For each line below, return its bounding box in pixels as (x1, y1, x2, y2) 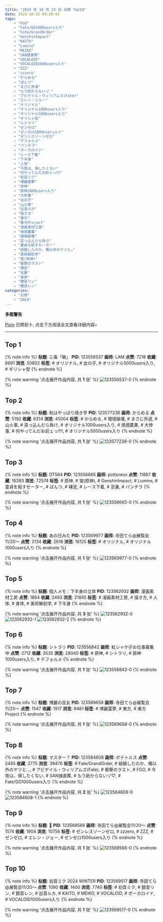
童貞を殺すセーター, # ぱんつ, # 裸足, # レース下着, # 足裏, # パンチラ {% (5, 484, 150, 490)
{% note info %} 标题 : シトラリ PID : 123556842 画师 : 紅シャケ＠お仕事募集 (5, 644, 154, 650)
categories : (5, 288, 29, 293)
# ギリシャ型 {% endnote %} (5, 366, 63, 372)
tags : (5, 16, 16, 21)
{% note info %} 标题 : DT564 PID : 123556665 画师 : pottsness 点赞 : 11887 (5, 471, 151, 478)
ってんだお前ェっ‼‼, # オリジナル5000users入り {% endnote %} (24, 428, 153, 434)
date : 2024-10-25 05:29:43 (5, 12, 60, 17)
